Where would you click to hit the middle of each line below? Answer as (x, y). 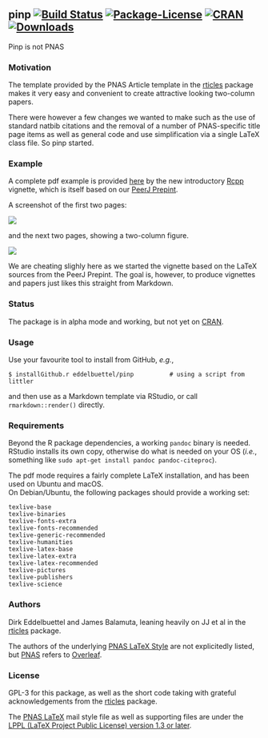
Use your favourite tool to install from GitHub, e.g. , (91, 360)
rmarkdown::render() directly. (57, 405)
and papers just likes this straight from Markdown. (91, 283)
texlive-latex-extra (43, 557)
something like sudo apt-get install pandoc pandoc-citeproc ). (113, 460)
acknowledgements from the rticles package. (83, 701)
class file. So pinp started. (51, 143)
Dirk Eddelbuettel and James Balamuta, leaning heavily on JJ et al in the (127, 622)
